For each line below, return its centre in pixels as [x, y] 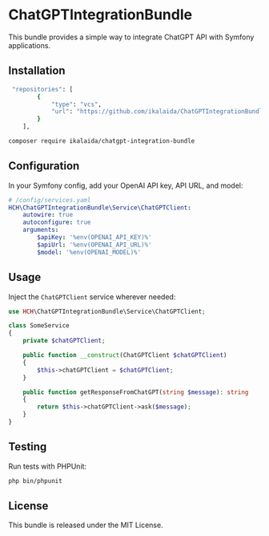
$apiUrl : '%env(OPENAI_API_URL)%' [94, 245]
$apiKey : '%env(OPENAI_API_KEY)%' [94, 238]
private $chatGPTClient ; [64, 341]
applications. [29, 45]
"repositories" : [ [42, 89]
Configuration [44, 166]
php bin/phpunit [35, 481]
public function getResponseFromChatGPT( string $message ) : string [136, 392]
